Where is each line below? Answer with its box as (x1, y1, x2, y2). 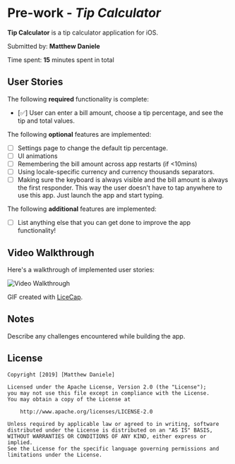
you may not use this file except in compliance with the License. (7, 389, 210, 396)
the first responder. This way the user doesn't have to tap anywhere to (17, 183, 222, 192)
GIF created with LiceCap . (7, 293, 83, 301)
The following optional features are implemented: (7, 130, 152, 138)
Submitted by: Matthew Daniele (7, 42, 100, 50)
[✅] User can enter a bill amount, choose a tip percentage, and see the (17, 108, 224, 117)
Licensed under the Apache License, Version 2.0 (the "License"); (7, 383, 207, 391)
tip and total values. (17, 116, 76, 125)
